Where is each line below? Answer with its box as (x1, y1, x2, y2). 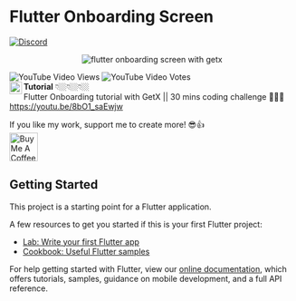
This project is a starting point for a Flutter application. (9, 201, 212, 212)
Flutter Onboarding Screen (9, 6, 215, 27)
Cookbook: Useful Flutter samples (22, 246, 150, 257)
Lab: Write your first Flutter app (22, 236, 140, 247)
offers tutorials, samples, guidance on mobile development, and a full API (9, 273, 282, 284)
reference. (9, 283, 48, 294)
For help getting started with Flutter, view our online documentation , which (9, 263, 288, 274)
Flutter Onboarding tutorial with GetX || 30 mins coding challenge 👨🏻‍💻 (24, 91, 285, 102)
